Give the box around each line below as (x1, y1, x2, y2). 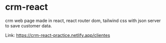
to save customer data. (5, 22, 52, 28)
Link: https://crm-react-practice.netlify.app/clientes (5, 32, 111, 38)
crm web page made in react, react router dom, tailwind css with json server (5, 18, 161, 23)
